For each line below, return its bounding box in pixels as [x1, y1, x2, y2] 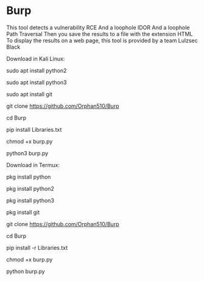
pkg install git [6, 208, 40, 216]
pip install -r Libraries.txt [6, 244, 68, 251]
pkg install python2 [6, 185, 55, 192]
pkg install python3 [6, 196, 55, 204]
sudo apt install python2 [6, 66, 67, 74]
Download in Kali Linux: [6, 55, 65, 62]
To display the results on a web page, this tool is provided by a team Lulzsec [6, 37, 198, 44]
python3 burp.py [6, 149, 49, 157]
